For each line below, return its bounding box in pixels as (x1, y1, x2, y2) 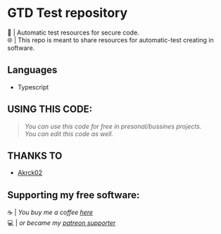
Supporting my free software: (7, 189, 140, 201)
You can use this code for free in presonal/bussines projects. (24, 122, 202, 130)
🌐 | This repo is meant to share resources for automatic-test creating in (7, 35, 215, 44)
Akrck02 (17, 168, 43, 177)
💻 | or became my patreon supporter (7, 218, 116, 227)
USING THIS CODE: (7, 104, 93, 116)
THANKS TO (7, 149, 63, 161)
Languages (7, 64, 58, 76)
